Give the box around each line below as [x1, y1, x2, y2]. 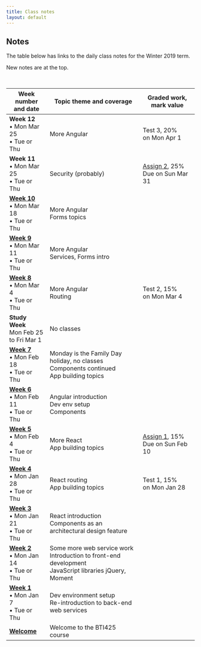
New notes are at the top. [6, 64, 69, 71]
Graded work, [147, 93, 187, 102]
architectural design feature [50, 527, 127, 535]
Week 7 [9, 346, 32, 354]
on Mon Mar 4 [142, 292, 182, 301]
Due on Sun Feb [142, 440, 188, 448]
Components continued [50, 364, 116, 373]
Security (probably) [50, 170, 105, 178]
